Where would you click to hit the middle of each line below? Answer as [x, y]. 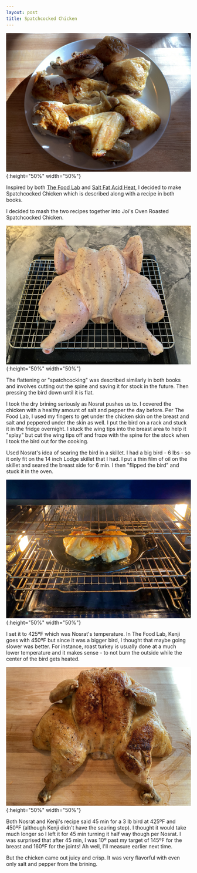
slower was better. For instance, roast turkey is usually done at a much [91, 646]
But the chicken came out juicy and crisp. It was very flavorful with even [93, 858]
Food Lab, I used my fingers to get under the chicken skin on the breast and [98, 416]
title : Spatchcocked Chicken [42, 18]
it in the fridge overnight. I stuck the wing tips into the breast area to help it [96, 429]
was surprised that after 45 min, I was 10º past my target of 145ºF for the [94, 840]
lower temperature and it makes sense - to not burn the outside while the [94, 652]
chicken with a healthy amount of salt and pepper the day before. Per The [95, 410]
